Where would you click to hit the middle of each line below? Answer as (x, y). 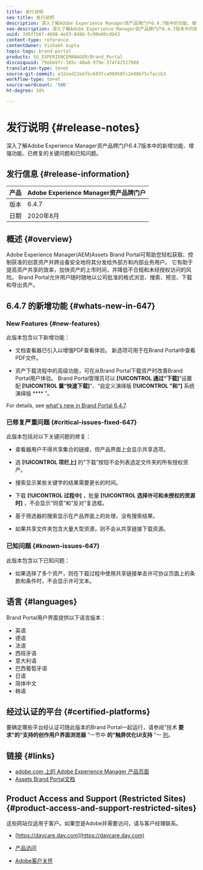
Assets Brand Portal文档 (45, 779)
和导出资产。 (22, 285)
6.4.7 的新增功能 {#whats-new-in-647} (81, 306)
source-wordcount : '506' (37, 85)
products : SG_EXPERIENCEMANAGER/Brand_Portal (64, 57)
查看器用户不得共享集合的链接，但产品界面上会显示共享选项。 (92, 450)
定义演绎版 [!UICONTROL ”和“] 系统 (150, 386)
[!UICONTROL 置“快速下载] (56, 386)
